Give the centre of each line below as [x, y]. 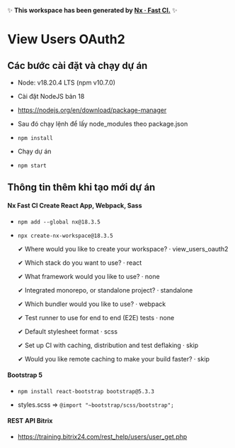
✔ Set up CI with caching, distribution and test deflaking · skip [108, 345]
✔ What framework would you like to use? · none [89, 276]
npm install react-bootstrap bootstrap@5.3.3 [86, 391]
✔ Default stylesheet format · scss [68, 331]
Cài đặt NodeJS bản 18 [51, 96]
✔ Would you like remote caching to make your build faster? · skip [114, 359]
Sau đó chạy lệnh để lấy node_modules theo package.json [103, 124]
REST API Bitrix [30, 421]
